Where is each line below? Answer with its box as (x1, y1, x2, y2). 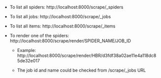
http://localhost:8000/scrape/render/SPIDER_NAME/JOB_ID (9, 38, 131, 44)
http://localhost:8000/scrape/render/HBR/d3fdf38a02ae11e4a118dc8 (17, 52, 157, 58)
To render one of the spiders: (9, 33, 69, 38)
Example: (17, 48, 36, 53)
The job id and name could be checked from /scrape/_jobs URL (17, 67, 146, 73)
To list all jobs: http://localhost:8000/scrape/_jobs (9, 14, 111, 19)
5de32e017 (17, 58, 40, 63)
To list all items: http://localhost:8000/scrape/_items (9, 23, 116, 29)
